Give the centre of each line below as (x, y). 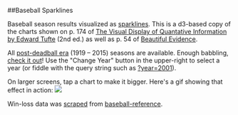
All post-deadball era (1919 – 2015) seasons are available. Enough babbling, (118, 53)
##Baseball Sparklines (40, 10)
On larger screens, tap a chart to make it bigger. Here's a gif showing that (115, 82)
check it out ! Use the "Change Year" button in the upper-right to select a (114, 60)
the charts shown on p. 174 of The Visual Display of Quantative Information (117, 32)
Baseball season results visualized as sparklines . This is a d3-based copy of (119, 24)
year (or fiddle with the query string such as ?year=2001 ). (92, 68)
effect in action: (30, 90)
